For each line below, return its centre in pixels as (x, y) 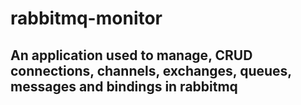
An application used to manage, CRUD (131, 55)
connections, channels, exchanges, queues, (151, 70)
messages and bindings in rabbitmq (124, 86)
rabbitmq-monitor (86, 18)
